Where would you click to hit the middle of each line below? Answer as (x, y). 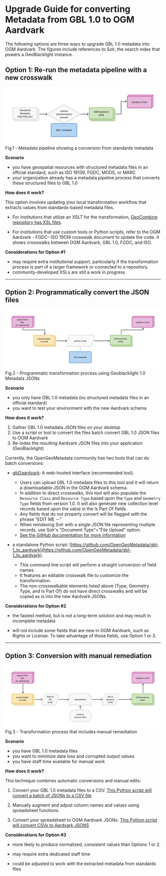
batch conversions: (25, 463)
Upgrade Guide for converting (68, 9)
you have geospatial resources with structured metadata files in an (80, 167)
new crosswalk (29, 78)
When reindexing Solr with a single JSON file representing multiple (87, 525)
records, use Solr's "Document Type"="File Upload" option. (80, 530)
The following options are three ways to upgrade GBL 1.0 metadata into (77, 44)
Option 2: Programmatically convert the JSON (77, 293)
